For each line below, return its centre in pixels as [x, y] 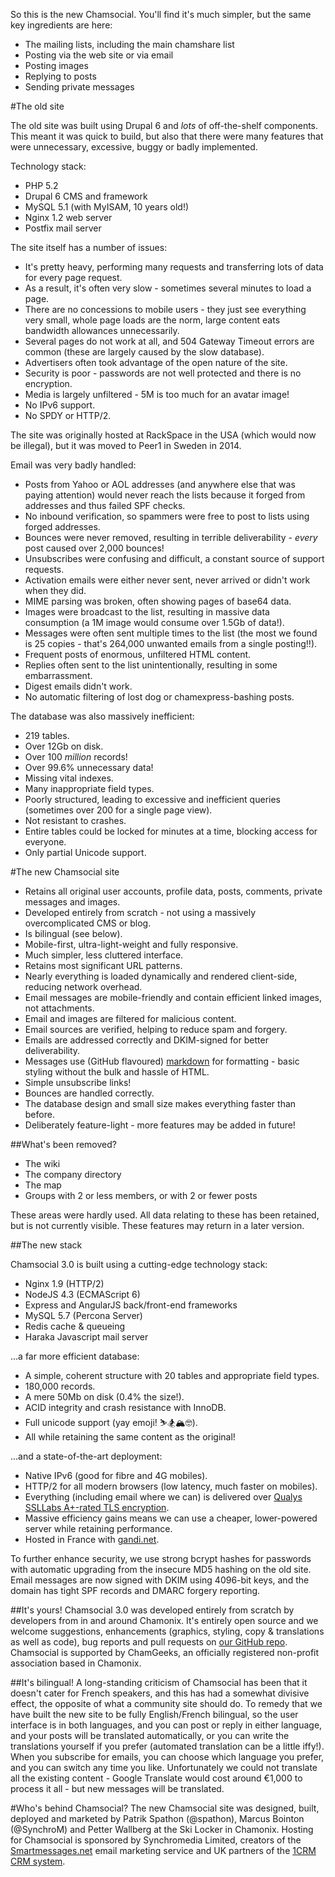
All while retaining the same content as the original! [130, 1437]
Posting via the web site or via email [99, 55]
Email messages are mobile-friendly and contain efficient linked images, [173, 997]
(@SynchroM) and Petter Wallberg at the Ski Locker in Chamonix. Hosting [162, 1829]
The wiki [42, 1163]
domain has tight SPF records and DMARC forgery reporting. [135, 1590]
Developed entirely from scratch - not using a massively [140, 912]
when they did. [55, 590]
